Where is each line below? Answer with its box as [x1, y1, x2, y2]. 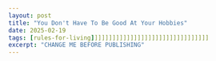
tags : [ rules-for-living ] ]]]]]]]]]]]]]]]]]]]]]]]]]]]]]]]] [8, 33, 210, 42]
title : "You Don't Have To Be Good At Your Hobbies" [8, 19, 188, 27]
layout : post [8, 11, 52, 20]
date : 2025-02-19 [8, 26, 66, 34]
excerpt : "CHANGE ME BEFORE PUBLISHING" [8, 41, 146, 49]
